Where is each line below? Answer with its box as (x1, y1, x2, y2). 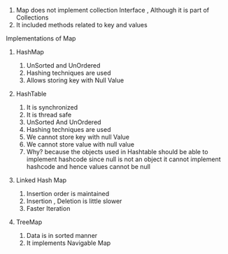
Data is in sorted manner (26, 232, 98, 239)
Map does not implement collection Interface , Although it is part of (15, 6, 210, 14)
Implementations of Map (6, 34, 76, 43)
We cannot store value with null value (26, 140, 135, 149)
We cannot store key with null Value (26, 133, 130, 141)
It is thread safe (26, 111, 72, 119)
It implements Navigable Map (26, 239, 111, 247)
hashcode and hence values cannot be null (26, 163, 151, 170)
